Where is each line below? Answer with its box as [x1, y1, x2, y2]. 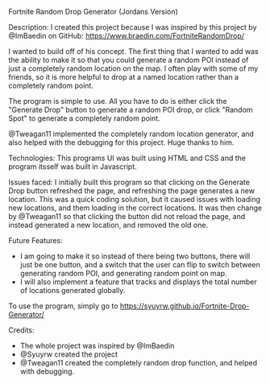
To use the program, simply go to [8, 301, 118, 311]
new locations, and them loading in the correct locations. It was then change [8, 203, 263, 213]
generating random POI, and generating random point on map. [19, 269, 227, 278]
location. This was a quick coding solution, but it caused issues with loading [8, 195, 260, 204]
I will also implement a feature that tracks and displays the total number [19, 277, 257, 287]
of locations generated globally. [19, 286, 126, 295]
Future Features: [8, 236, 63, 245]
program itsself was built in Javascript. [8, 162, 137, 171]
